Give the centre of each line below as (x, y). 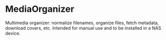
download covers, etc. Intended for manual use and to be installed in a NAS (83, 28)
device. (13, 33)
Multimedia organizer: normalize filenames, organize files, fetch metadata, (82, 23)
